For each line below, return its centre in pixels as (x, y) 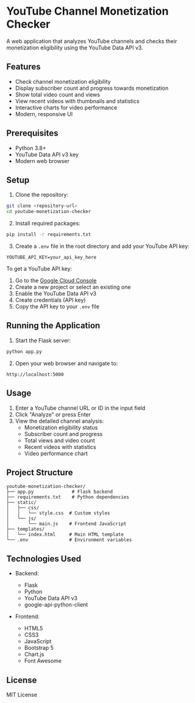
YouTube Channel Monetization (87, 11)
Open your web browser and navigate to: (66, 363)
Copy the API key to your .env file (57, 306)
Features (23, 67)
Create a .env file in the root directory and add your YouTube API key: (102, 246)
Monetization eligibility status (61, 427)
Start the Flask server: (43, 340)
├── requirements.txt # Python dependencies (68, 497)
